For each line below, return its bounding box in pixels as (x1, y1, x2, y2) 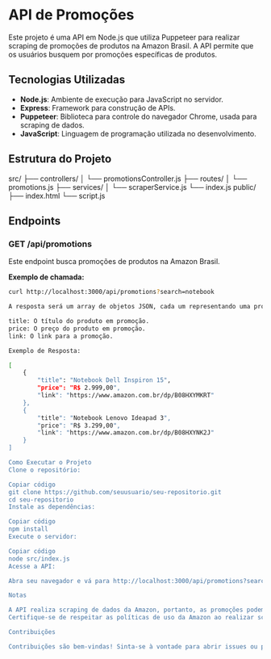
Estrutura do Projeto (8, 152, 112, 166)
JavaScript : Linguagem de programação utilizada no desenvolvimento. (19, 128, 256, 138)
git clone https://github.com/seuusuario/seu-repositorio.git (8, 488, 222, 496)
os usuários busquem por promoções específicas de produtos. (8, 49, 218, 59)
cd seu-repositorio (8, 495, 74, 504)
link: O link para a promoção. (8, 332, 114, 340)
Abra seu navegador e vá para (8, 577, 110, 585)
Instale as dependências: (8, 503, 95, 511)
